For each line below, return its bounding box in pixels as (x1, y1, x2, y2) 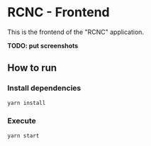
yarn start (7, 132, 40, 139)
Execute (7, 116, 37, 126)
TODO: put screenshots (7, 41, 79, 50)
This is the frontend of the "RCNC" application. (7, 28, 144, 36)
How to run (7, 62, 57, 74)
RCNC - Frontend (7, 4, 110, 21)
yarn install (7, 99, 46, 106)
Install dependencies (7, 83, 82, 93)
